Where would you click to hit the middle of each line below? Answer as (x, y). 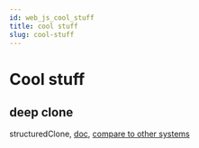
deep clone (41, 112)
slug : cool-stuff (42, 34)
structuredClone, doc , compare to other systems (100, 134)
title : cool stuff (44, 26)
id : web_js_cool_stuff (52, 18)
